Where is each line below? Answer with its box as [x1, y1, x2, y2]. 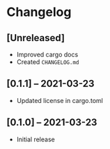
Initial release [16, 135, 55, 143]
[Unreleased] [6, 32, 65, 44]
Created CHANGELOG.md [16, 58, 79, 66]
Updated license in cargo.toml [16, 96, 104, 104]
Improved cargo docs [16, 50, 79, 58]
